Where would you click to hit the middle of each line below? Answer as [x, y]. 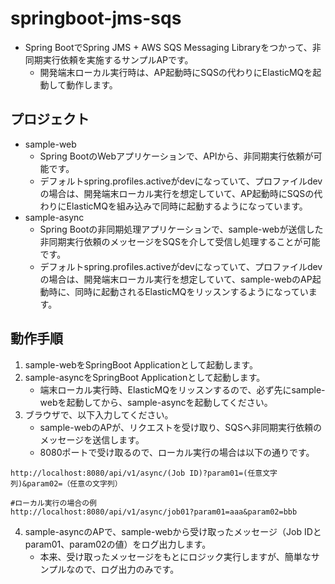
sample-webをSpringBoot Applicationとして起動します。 [141, 364]
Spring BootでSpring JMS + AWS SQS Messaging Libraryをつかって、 [168, 47]
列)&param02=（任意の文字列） [66, 483]
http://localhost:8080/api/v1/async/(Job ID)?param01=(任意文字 [144, 473]
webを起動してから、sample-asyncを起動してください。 [156, 402]
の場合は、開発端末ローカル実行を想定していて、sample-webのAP [176, 279]
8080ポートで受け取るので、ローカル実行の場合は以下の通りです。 [177, 452]
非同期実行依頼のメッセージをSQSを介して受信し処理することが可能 [180, 241]
